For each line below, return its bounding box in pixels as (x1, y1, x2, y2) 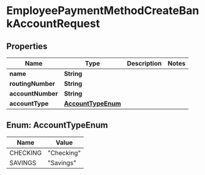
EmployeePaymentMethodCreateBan (6, 4, 199, 18)
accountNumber (9, 89, 58, 98)
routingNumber (9, 80, 56, 87)
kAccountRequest (6, 17, 100, 31)
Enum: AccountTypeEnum (6, 120, 108, 130)
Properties (6, 41, 48, 51)
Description (127, 59, 162, 67)
